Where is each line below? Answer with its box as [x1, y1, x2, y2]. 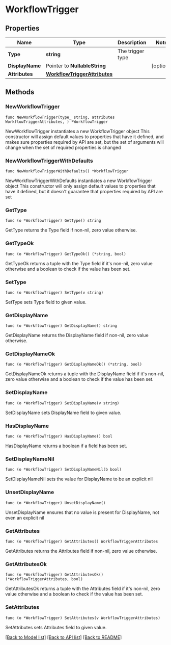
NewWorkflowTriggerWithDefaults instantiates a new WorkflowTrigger [5, 177, 153, 184]
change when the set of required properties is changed [5, 144, 121, 150]
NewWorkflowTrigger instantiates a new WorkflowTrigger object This [5, 128, 150, 134]
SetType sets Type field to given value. [5, 299, 87, 305]
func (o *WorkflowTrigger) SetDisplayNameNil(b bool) [5, 467, 122, 472]
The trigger [117, 47, 145, 55]
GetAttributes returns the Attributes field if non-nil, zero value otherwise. [5, 548, 157, 554]
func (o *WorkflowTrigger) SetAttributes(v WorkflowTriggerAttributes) [5, 615, 160, 621]
